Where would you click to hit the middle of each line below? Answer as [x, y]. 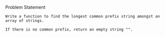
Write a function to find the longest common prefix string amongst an [82, 16]
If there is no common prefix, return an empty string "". [69, 29]
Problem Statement [25, 7]
